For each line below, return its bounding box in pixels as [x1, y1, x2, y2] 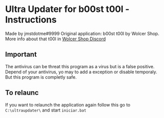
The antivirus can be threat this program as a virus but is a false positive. [5, 63, 155, 69]
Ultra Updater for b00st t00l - [5, 3, 130, 15]
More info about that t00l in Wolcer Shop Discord [5, 36, 106, 42]
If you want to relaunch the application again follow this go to [5, 102, 131, 108]
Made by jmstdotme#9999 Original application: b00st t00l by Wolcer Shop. [5, 30, 160, 36]
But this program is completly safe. [5, 74, 77, 80]
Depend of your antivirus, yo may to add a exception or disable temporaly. [5, 69, 158, 75]
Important [5, 50, 37, 59]
